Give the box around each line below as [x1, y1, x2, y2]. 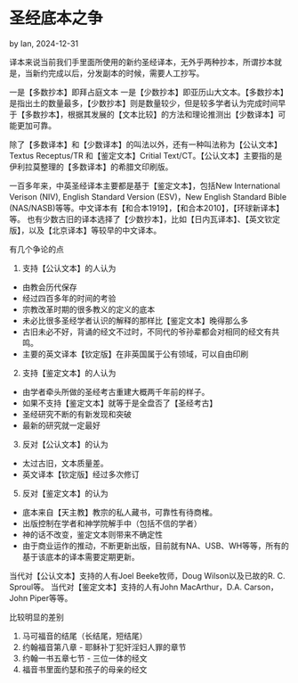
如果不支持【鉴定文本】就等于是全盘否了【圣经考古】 [21, 398, 218, 408]
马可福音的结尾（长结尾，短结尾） [21, 630, 148, 641]
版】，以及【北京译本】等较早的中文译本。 [9, 225, 162, 235]
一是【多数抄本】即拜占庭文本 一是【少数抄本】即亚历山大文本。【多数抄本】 [9, 86, 288, 97]
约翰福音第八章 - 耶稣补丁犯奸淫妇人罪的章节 [21, 641, 187, 652]
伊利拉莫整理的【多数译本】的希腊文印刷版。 [9, 161, 173, 172]
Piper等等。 [29, 592, 73, 603]
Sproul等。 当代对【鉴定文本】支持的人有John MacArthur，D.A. [9, 581, 243, 592]
